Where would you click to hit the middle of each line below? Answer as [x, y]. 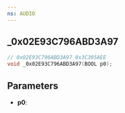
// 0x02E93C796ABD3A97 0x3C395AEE [57, 58]
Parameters [33, 86]
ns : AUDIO [21, 14]
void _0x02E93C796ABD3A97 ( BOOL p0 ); [60, 64]
